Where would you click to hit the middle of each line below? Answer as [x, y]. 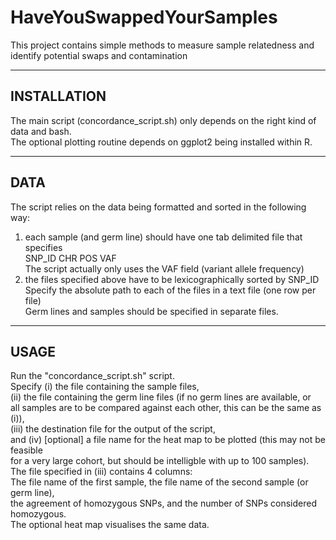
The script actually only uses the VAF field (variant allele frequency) [164, 268]
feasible [26, 450]
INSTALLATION [58, 96]
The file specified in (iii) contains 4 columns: [101, 472]
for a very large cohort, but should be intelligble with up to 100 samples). [160, 461]
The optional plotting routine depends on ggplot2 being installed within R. [161, 142]
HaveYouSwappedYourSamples [144, 17]
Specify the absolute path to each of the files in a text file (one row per [170, 290]
